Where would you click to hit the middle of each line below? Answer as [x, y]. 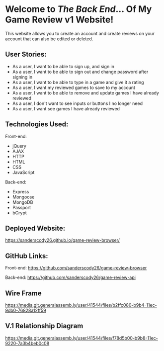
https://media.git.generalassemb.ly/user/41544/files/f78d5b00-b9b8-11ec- [82, 338]
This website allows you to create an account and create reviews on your [80, 33]
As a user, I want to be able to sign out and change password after [80, 72]
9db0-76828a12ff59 [26, 310]
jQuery [19, 146]
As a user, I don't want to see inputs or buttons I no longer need [78, 103]
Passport [22, 207]
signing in [22, 77]
